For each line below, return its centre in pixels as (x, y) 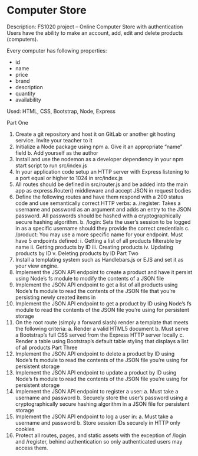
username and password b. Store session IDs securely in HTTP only (98, 422)
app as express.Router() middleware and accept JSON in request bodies (103, 190)
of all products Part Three (47, 347)
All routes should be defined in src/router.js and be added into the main (101, 184)
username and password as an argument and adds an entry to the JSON (103, 209)
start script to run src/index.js (51, 165)
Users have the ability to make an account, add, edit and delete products (95, 32)
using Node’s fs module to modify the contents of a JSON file (90, 278)
